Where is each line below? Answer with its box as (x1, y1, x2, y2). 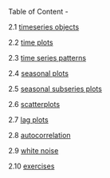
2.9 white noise (8, 146, 59, 155)
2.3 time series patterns (8, 53, 86, 62)
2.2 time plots (8, 38, 53, 47)
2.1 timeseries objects (8, 22, 80, 31)
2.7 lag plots (8, 115, 49, 125)
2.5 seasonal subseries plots (8, 84, 102, 93)
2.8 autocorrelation (8, 131, 71, 140)
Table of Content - (8, 7, 69, 16)
